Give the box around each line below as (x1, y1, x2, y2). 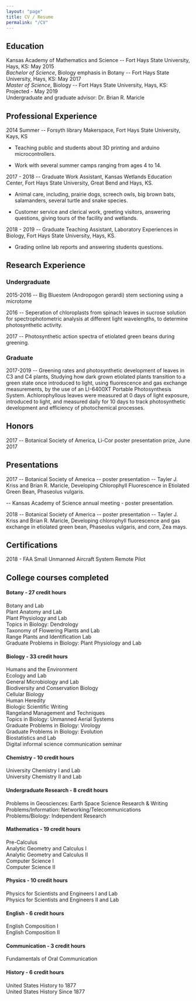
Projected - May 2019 (6, 88, 59, 95)
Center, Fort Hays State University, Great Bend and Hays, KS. (6, 179, 153, 186)
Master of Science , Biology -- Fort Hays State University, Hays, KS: (6, 81, 168, 88)
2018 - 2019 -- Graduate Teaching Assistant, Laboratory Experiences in (6, 226, 178, 233)
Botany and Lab (6, 602, 44, 610)
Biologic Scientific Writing (6, 703, 68, 710)
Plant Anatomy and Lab (6, 608, 63, 615)
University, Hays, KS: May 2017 (6, 76, 81, 83)
